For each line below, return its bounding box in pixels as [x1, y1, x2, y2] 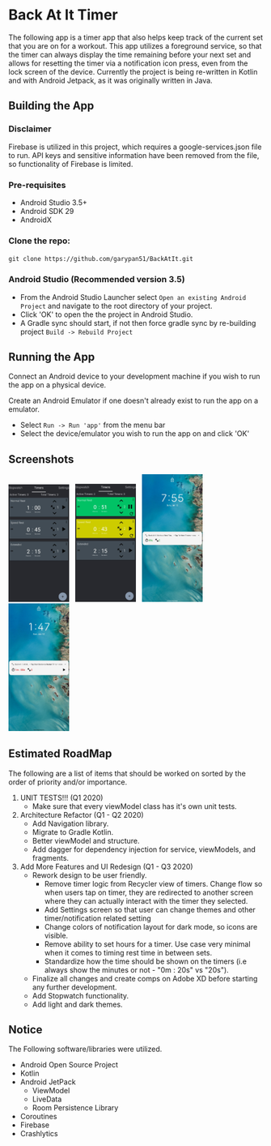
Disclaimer [8, 123, 52, 135]
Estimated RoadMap [8, 747, 112, 761]
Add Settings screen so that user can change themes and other [44, 904, 256, 914]
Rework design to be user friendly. [32, 870, 147, 880]
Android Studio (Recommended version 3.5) [8, 274, 185, 285]
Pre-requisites [8, 179, 66, 190]
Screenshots [8, 452, 74, 466]
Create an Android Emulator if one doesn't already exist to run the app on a [8, 396, 259, 406]
